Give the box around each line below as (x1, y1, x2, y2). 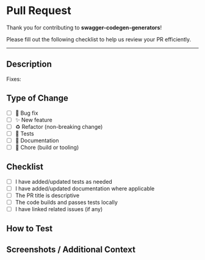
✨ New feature (15, 116, 53, 123)
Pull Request (6, 4, 71, 18)
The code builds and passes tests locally (15, 198, 118, 206)
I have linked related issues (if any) (15, 206, 103, 212)
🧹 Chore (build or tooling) (15, 143, 79, 151)
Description (6, 59, 52, 70)
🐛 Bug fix (15, 109, 38, 117)
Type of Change (6, 93, 68, 104)
